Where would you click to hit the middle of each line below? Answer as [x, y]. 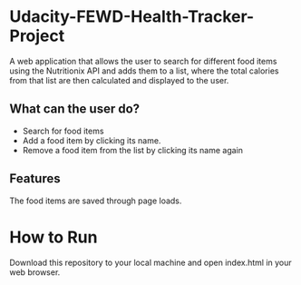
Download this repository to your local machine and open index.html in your [150, 262]
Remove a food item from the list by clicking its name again [132, 150]
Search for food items [63, 131]
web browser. [35, 272]
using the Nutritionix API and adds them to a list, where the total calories [144, 71]
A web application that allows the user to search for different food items [143, 61]
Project [37, 36]
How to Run [53, 237]
